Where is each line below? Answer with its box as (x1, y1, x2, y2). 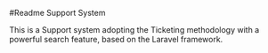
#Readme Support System (9, 8, 106, 18)
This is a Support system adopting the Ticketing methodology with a (9, 25, 260, 34)
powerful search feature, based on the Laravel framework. (9, 34, 223, 44)
